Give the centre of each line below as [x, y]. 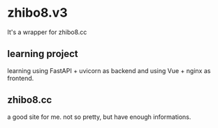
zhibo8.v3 [37, 13]
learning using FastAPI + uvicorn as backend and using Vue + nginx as [109, 70]
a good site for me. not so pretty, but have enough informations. [99, 117]
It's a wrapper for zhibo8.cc [47, 32]
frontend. [21, 78]
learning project [43, 54]
